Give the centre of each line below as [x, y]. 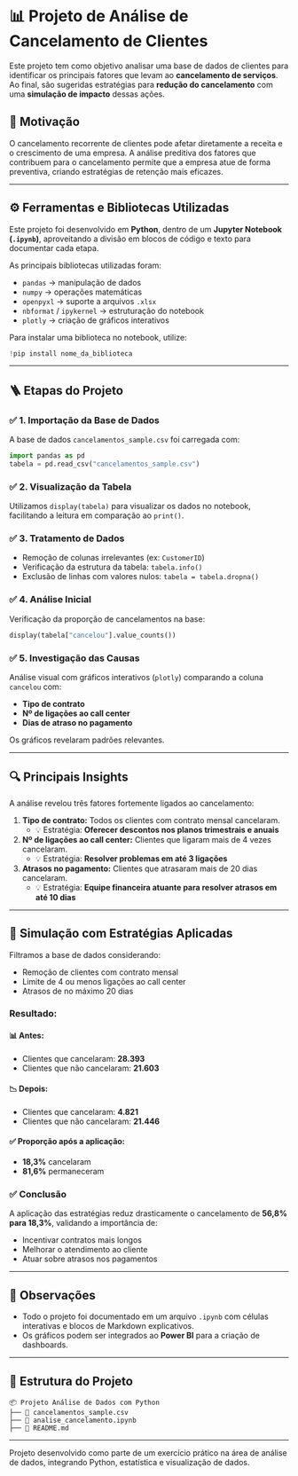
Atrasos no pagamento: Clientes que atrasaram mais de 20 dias [140, 868]
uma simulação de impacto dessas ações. [87, 94]
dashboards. [45, 1345]
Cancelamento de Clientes [109, 41]
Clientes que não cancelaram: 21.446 [91, 1121]
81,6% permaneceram [63, 1172]
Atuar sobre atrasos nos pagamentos [90, 1259]
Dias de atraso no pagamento [77, 722]
